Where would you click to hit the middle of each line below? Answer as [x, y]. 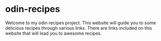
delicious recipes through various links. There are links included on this [78, 28]
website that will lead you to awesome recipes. [53, 33]
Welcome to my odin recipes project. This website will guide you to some [81, 23]
